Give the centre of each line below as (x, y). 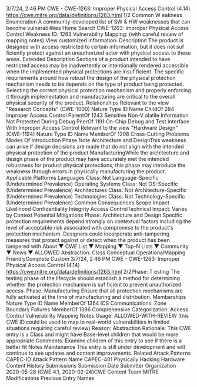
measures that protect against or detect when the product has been (88, 240)
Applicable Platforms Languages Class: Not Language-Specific (82, 178)
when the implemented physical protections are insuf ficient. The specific (95, 72)
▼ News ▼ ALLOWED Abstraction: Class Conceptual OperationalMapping (96, 253)
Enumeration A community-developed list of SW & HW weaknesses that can (98, 22)
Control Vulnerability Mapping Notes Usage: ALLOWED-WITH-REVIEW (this (98, 316)
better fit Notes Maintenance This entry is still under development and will (96, 347)
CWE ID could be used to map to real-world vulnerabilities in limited (88, 322)
